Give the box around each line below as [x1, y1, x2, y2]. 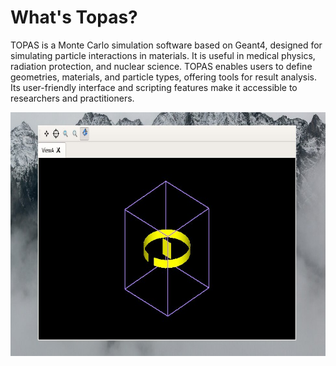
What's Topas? [10, 6, 138, 29]
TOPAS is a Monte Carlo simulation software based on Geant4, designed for [10, 39, 323, 51]
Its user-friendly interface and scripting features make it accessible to [10, 81, 298, 93]
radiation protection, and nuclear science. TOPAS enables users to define [10, 60, 313, 72]
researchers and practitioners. [10, 92, 135, 104]
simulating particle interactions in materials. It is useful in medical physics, [10, 49, 316, 61]
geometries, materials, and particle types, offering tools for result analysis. [10, 71, 317, 83]
